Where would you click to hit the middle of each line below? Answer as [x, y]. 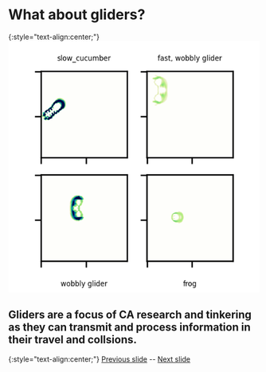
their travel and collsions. [72, 340]
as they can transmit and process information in [129, 328]
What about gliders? [77, 15]
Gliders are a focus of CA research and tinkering [130, 315]
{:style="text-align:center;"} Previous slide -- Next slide [100, 359]
